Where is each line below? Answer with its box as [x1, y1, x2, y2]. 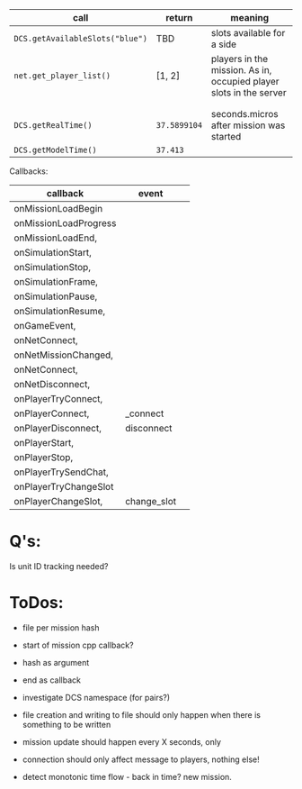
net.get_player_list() [13, 71, 111, 80]
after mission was [210, 119, 286, 131]
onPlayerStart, [13, 437, 75, 449]
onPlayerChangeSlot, [13, 495, 103, 507]
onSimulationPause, [13, 290, 98, 303]
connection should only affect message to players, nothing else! [22, 754, 260, 765]
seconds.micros [210, 108, 279, 120]
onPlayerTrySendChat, [13, 466, 110, 478]
